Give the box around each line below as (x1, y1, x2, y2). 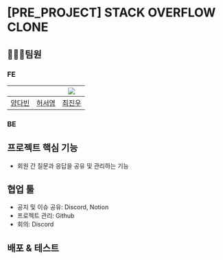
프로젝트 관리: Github (16, 211, 75, 220)
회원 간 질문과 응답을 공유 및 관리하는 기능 (16, 161, 129, 169)
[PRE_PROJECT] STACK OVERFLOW (7, 5, 216, 21)
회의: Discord (16, 220, 54, 228)
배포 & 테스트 (7, 242, 60, 254)
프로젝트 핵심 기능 (7, 142, 78, 154)
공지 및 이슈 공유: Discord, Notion (16, 203, 109, 211)
